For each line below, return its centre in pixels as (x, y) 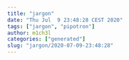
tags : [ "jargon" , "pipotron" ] (51, 26)
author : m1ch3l (29, 33)
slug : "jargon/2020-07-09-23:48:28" (60, 46)
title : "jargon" (31, 13)
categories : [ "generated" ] (46, 39)
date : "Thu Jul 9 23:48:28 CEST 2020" (65, 20)
